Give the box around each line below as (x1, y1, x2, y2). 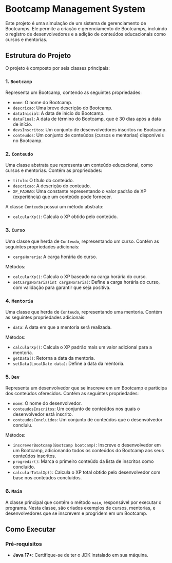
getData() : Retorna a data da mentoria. (12, 355, 95, 361)
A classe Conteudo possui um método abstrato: (5, 204, 104, 210)
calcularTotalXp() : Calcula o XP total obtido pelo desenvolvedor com (12, 469, 161, 475)
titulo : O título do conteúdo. (12, 178, 74, 184)
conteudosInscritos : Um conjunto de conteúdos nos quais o (12, 406, 140, 412)
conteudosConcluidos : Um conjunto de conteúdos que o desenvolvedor (12, 417, 163, 423)
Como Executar (5, 525, 56, 534)
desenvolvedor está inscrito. (12, 411, 73, 417)
